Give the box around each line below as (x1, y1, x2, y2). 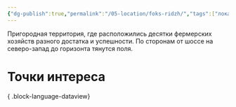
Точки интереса (7, 69, 105, 85)
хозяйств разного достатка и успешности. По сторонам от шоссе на (7, 36, 214, 45)
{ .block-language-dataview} (7, 92, 91, 100)
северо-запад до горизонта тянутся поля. (7, 44, 133, 52)
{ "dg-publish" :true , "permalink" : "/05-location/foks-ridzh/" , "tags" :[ (7, 10, 216, 17)
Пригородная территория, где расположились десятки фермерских (7, 29, 212, 38)
